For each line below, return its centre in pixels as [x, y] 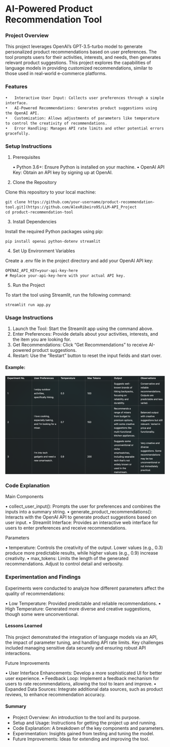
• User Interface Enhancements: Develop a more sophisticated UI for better [84, 673]
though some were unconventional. [42, 614]
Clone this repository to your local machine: [51, 192]
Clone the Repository [35, 182]
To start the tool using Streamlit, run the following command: [68, 295]
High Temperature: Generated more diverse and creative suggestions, [78, 609]
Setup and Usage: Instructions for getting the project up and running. [84, 723]
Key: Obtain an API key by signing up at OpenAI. [62, 173]
